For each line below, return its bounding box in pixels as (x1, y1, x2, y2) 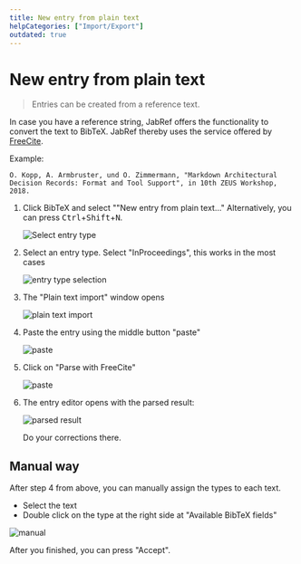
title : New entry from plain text (9, 13, 141, 23)
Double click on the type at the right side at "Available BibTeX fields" (22, 510, 277, 521)
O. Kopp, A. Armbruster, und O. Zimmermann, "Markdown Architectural (9, 171, 278, 180)
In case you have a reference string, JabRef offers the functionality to (9, 117, 269, 128)
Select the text (22, 500, 77, 511)
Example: (9, 153, 44, 164)
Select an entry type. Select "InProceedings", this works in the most (22, 247, 277, 258)
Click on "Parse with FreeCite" (22, 362, 136, 373)
